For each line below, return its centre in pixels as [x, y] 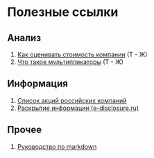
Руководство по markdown [57, 146]
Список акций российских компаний [72, 100]
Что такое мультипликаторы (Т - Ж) [70, 62]
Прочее [25, 130]
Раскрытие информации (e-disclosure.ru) [78, 108]
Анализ [24, 38]
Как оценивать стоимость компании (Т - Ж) [82, 54]
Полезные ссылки [63, 12]
